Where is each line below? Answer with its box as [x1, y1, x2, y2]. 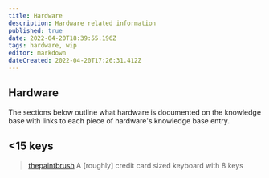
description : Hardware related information [8, 19, 157, 27]
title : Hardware [8, 11, 63, 20]
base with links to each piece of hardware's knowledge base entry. [8, 115, 230, 125]
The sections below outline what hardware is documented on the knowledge [8, 107, 262, 117]
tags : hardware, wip [8, 42, 78, 50]
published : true [8, 26, 63, 34]
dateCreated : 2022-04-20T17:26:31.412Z [8, 57, 142, 65]
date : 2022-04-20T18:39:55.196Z [8, 34, 116, 42]
